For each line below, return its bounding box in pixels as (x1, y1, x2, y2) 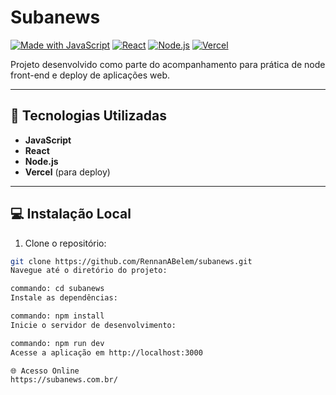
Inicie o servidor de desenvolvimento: (10, 320, 177, 330)
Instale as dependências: (10, 293, 118, 303)
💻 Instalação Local (10, 206, 132, 223)
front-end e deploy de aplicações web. (10, 69, 171, 81)
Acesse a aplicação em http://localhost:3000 (10, 347, 203, 358)
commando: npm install (10, 311, 105, 321)
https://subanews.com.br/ (10, 375, 118, 385)
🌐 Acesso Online (10, 366, 80, 376)
